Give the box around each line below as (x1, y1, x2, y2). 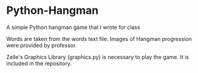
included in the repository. (6, 60, 72, 67)
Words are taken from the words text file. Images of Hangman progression (6, 35, 193, 42)
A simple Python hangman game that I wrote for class (6, 24, 141, 31)
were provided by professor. (6, 42, 77, 49)
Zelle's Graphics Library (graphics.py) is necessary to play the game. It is (6, 53, 189, 60)
